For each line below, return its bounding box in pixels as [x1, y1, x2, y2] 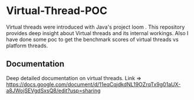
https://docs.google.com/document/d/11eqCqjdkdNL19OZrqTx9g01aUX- [6, 81, 181, 88]
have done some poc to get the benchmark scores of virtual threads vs [6, 36, 179, 43]
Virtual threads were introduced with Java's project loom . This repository [6, 23, 185, 30]
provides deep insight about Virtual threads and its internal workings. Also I [6, 29, 189, 36]
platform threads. [6, 42, 48, 49]
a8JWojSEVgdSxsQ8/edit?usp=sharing [6, 87, 101, 94]
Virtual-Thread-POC [6, 4, 108, 18]
